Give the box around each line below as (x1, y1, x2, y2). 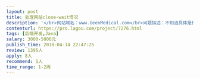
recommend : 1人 (6, 58, 43, 64)
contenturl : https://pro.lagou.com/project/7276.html (6, 25, 143, 31)
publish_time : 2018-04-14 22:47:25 (6, 42, 95, 48)
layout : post (6, 8, 39, 15)
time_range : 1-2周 (6, 64, 51, 70)
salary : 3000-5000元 (6, 36, 57, 42)
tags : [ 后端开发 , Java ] (6, 31, 59, 37)
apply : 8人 (6, 53, 33, 59)
